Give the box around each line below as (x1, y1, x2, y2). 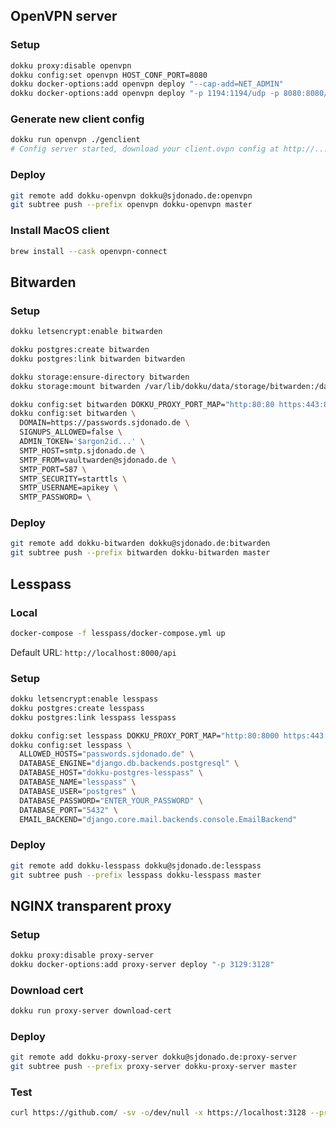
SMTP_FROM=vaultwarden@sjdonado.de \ (19, 455, 177, 465)
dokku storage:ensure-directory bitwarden (10, 372, 190, 382)
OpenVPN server (10, 8, 118, 25)
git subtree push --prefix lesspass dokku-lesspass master (10, 870, 262, 880)
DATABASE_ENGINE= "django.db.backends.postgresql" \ (19, 759, 240, 769)
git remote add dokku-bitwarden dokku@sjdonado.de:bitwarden (10, 539, 271, 549)
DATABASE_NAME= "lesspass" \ (19, 777, 137, 788)
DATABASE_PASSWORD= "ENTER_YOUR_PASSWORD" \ (19, 795, 203, 806)
